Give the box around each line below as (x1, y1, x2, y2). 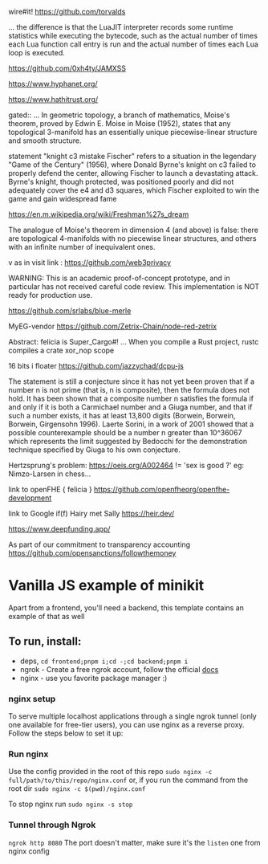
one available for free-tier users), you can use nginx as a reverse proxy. (8, 720, 245, 730)
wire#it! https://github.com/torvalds (8, 7, 126, 16)
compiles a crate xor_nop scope (8, 345, 115, 355)
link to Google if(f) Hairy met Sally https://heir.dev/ (8, 509, 175, 518)
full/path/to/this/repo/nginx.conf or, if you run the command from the (8, 775, 249, 785)
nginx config (8, 846, 50, 856)
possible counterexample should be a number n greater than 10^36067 (8, 428, 242, 437)
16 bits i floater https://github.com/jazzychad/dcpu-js (8, 361, 185, 370)
